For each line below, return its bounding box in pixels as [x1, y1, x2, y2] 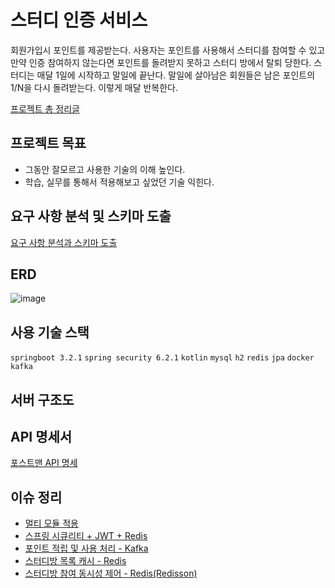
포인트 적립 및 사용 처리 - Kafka [24, 542, 149, 555]
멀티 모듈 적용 [24, 517, 79, 530]
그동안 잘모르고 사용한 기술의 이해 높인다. [24, 163, 186, 175]
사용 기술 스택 [10, 324, 90, 341]
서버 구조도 [10, 391, 75, 408]
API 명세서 [10, 428, 73, 445]
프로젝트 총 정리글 [10, 102, 80, 115]
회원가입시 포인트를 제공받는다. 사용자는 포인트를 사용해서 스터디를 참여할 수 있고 [10, 44, 326, 56]
